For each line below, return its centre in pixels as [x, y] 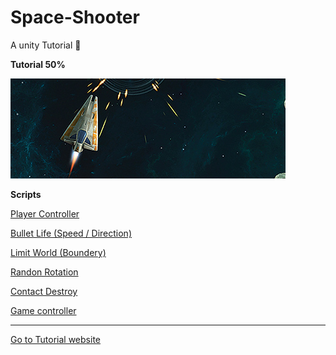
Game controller [43, 310]
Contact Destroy [44, 291]
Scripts [26, 194]
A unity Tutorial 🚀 [46, 45]
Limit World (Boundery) [58, 252]
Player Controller [45, 213]
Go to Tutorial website [55, 339]
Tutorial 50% [38, 64]
